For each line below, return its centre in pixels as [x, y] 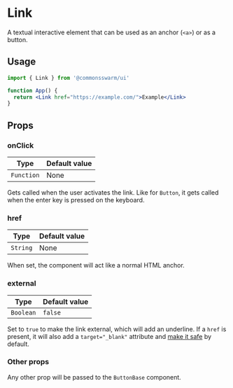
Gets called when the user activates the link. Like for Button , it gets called [113, 192]
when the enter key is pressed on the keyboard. [76, 200]
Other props [28, 362]
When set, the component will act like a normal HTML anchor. [96, 265]
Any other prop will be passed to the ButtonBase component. [94, 377]
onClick [21, 145]
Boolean [23, 312]
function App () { [33, 90]
